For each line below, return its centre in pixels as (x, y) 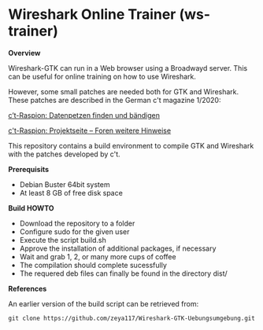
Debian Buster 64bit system (65, 184)
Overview (24, 53)
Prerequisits (29, 169)
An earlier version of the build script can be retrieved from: (104, 303)
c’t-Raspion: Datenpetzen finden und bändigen (84, 115)
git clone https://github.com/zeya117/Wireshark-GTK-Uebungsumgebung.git (132, 318)
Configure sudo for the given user (74, 231)
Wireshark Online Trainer (92, 15)
